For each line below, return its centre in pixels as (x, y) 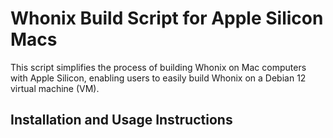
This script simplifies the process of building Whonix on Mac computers (158, 67)
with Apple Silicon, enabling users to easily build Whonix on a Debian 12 (158, 78)
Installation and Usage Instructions (121, 120)
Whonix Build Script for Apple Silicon (167, 18)
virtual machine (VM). (55, 88)
